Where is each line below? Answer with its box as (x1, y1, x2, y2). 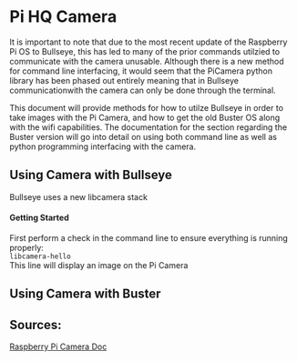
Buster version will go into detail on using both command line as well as (9, 131, 278, 142)
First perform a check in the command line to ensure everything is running (9, 232, 289, 243)
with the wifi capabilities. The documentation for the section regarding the (9, 121, 288, 133)
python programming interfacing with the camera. (9, 141, 197, 152)
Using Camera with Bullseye (9, 167, 173, 183)
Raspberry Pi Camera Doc (9, 341, 108, 352)
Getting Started (9, 212, 70, 224)
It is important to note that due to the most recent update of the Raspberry (9, 36, 288, 47)
